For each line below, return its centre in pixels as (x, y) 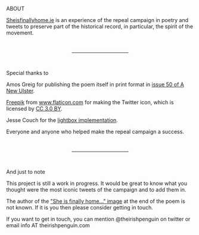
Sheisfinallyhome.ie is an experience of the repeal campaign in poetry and (97, 20)
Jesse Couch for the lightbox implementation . (62, 120)
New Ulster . (21, 91)
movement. (20, 33)
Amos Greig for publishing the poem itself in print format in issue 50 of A (95, 84)
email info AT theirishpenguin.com (48, 225)
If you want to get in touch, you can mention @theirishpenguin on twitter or (98, 219)
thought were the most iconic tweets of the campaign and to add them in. (96, 189)
